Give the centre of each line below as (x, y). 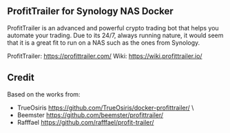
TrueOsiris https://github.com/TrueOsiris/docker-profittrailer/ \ (105, 108)
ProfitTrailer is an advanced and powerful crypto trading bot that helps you (113, 28)
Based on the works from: (44, 94)
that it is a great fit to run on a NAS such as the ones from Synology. (104, 42)
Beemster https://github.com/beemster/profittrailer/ (90, 115)
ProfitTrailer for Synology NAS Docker (90, 11)
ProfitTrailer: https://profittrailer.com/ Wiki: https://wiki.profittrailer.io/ (105, 56)
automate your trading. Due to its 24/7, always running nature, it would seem (115, 35)
